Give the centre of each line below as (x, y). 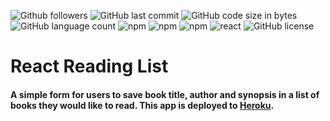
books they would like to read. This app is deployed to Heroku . (142, 105)
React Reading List (89, 66)
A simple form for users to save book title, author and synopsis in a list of (165, 94)
